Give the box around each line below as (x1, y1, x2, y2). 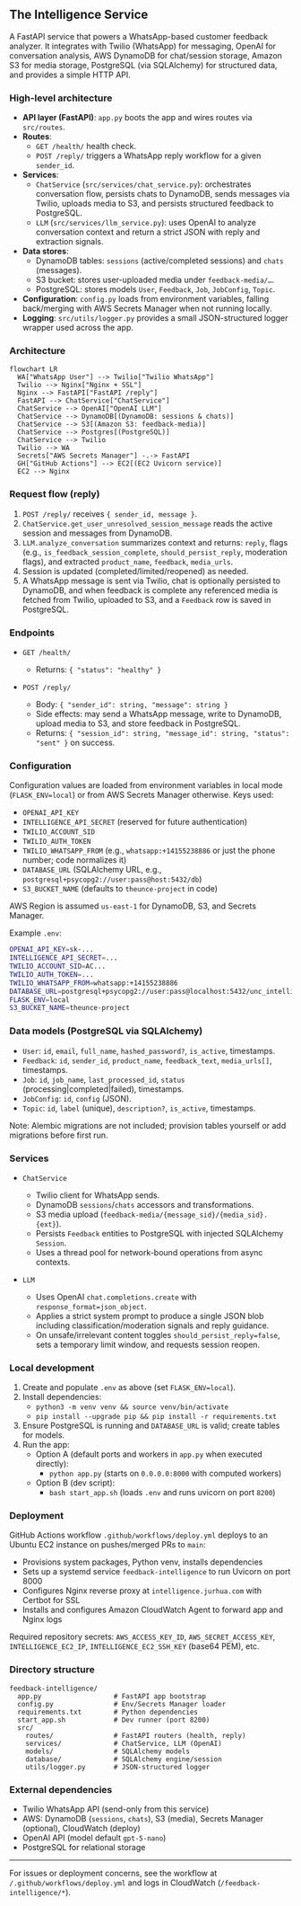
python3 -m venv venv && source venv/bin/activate (35, 1403, 229, 1412)
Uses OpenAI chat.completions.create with (35, 1291, 197, 1302)
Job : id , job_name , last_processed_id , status (21, 1074, 185, 1085)
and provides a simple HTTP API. (9, 69, 132, 80)
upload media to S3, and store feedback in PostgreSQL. (35, 718, 241, 729)
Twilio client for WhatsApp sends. (35, 1190, 160, 1201)
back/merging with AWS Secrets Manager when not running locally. (21, 303, 272, 314)
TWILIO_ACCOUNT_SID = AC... (9, 962, 106, 971)
